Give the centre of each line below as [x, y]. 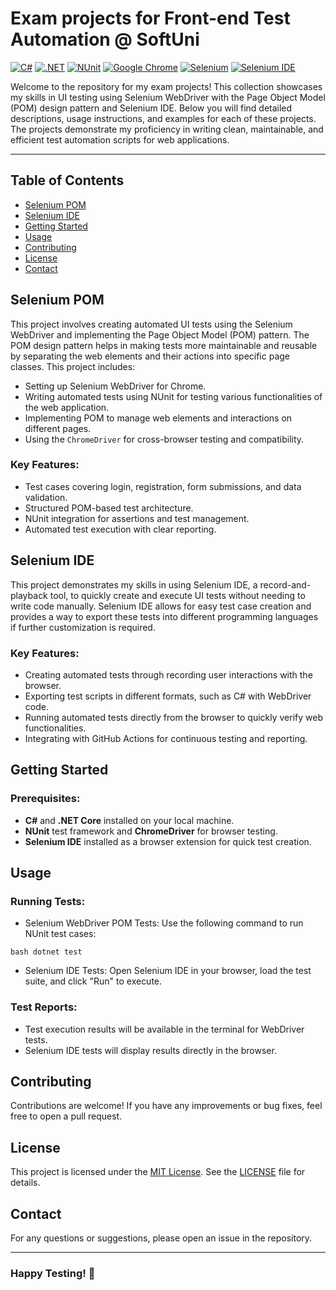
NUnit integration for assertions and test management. [137, 518]
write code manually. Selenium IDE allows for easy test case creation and [161, 606]
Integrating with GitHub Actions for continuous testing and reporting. [166, 738]
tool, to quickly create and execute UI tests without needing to [177, 595]
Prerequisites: [45, 799]
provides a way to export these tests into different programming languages [164, 616]
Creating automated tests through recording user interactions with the [168, 674]
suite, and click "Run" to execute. [93, 981]
